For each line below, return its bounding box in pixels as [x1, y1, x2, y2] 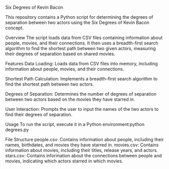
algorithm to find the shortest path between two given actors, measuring [5, 46, 156, 51]
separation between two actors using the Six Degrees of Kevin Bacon [5, 20, 150, 25]
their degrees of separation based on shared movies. [5, 51, 116, 57]
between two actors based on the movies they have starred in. [5, 96, 135, 102]
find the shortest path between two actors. [5, 81, 94, 87]
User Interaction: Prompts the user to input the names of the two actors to [5, 106, 159, 112]
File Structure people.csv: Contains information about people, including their [5, 137, 164, 142]
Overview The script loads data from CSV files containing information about [5, 35, 163, 40]
